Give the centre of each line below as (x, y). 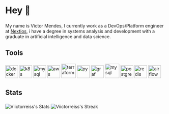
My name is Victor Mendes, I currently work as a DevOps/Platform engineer (84, 26)
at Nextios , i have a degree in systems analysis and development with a (80, 31)
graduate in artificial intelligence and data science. (58, 37)
